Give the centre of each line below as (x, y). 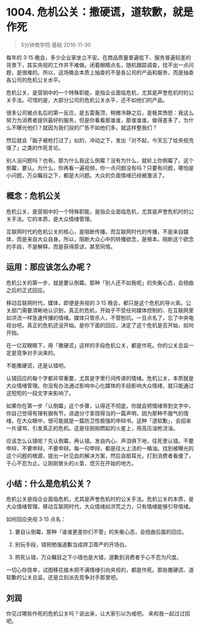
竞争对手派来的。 (37, 353)
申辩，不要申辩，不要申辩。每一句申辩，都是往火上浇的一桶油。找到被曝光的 (100, 448)
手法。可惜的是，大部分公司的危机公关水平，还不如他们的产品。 (89, 100)
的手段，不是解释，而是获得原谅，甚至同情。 (61, 246)
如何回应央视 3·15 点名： (36, 519)
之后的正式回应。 (27, 290)
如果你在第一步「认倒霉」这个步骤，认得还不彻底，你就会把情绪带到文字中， (100, 406)
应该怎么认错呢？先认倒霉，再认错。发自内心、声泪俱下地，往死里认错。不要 (100, 441)
